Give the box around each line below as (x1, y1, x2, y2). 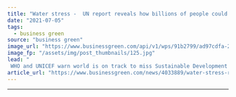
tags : (7, 23, 23, 30)
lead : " (7, 56, 30, 63)
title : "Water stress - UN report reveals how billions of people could (7, 10, 228, 18)
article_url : (7, 69, 46, 76)
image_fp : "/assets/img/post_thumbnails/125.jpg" (7, 50, 156, 57)
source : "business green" (7, 37, 83, 44)
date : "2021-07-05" (7, 17, 65, 24)
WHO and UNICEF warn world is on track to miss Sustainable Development (10, 63, 228, 70)
